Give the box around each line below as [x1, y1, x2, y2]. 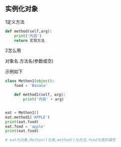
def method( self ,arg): [5, 29, 52, 34]
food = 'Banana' [14, 83, 48, 88]
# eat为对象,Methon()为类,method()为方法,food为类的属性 [5, 138, 116, 143]
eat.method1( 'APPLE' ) [5, 115, 50, 120]
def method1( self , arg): [14, 92, 66, 97]
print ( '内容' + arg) [23, 97, 64, 102]
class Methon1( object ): [5, 78, 55, 83]
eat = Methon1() [5, 110, 39, 115]
